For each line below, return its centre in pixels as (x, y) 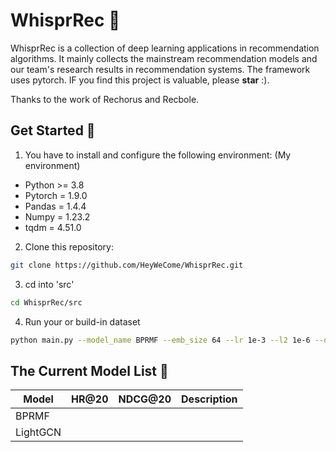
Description (209, 399)
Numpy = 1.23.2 (57, 216)
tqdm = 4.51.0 (53, 227)
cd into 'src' (49, 284)
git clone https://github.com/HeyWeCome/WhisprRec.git (127, 265)
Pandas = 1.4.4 (55, 206)
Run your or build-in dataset (82, 321)
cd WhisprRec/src (46, 302)
